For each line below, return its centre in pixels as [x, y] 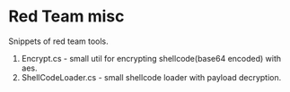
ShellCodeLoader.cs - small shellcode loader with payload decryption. [151, 77]
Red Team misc [66, 17]
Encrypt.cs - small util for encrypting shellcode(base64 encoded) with [151, 58]
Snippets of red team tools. [58, 41]
